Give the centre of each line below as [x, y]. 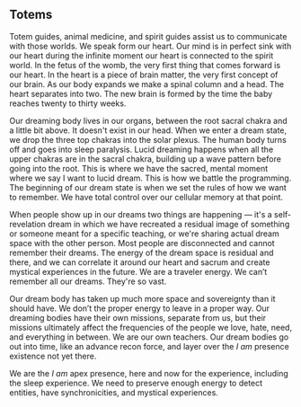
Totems [31, 15]
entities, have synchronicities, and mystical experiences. [114, 392]
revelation [28, 224]
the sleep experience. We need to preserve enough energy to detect [136, 383]
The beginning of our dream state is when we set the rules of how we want [148, 187]
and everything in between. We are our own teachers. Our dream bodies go [149, 337]
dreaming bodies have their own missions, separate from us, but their [138, 317]
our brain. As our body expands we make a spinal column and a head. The [147, 84]
